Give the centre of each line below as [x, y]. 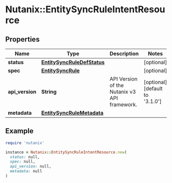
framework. [123, 105]
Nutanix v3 [123, 92]
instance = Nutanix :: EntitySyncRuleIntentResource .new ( [66, 152]
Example [19, 131]
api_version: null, [31, 167]
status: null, [25, 157]
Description [124, 54]
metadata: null [26, 171]
